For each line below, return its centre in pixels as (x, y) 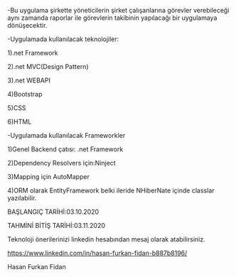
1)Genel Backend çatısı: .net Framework (65, 149)
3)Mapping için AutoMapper (49, 176)
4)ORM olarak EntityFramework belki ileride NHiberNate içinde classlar (111, 190)
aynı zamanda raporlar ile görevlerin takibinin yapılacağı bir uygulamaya (112, 18)
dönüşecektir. (27, 25)
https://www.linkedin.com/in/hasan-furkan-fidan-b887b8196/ (97, 253)
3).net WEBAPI (29, 80)
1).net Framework (33, 53)
